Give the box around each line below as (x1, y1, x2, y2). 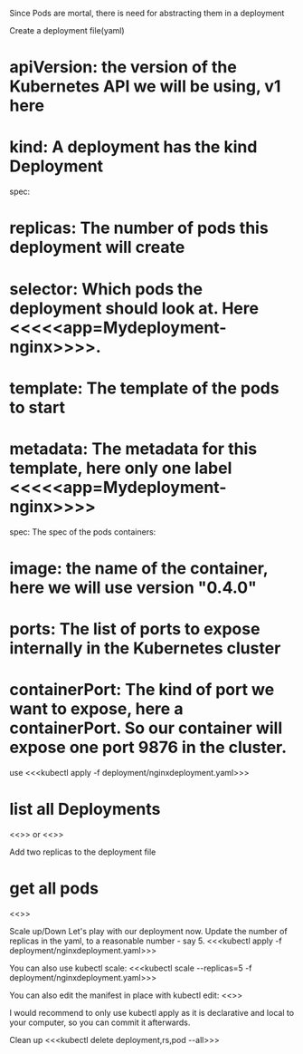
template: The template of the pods (9, 378, 279, 398)
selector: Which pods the (9, 278, 204, 299)
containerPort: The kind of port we (9, 680, 275, 701)
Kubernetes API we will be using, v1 (9, 76, 281, 97)
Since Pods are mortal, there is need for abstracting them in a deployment (9, 8, 285, 18)
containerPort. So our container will (9, 718, 283, 739)
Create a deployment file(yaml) (9, 25, 125, 35)
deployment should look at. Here (9, 298, 260, 318)
